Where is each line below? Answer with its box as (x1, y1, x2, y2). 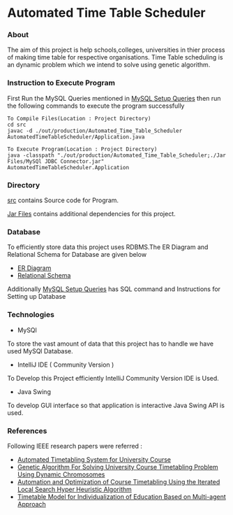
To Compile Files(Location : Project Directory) (7, 115, 151, 122)
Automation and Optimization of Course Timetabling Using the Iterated (17, 477, 220, 486)
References (7, 425, 47, 435)
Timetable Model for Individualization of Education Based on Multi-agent (17, 492, 227, 501)
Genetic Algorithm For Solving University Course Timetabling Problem (17, 463, 218, 471)
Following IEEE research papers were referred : (7, 442, 143, 450)
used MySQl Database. (7, 346, 73, 355)
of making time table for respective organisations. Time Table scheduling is (7, 53, 223, 62)
